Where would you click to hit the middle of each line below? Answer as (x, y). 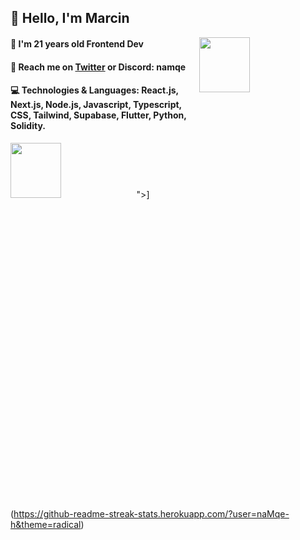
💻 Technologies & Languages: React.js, (94, 90)
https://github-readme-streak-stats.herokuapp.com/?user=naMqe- (151, 513)
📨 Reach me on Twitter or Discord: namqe (98, 67)
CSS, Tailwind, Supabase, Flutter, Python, (98, 115)
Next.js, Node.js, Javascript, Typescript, (96, 105)
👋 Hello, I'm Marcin (70, 18)
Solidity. (28, 126)
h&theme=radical (46, 524)
